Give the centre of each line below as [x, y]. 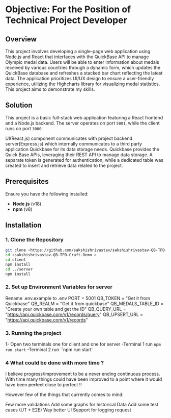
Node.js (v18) [27, 204]
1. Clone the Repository [34, 239]
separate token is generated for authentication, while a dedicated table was [84, 160]
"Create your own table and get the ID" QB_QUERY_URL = [66, 309]
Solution [19, 105]
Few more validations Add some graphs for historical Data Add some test [82, 405]
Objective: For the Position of [68, 9]
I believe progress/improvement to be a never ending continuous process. [83, 374]
